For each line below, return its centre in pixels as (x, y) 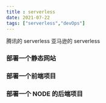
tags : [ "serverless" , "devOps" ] (46, 23)
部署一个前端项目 (31, 76)
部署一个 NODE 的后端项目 (45, 94)
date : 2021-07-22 (28, 18)
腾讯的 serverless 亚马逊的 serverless (53, 41)
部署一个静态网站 (31, 58)
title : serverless (31, 12)
